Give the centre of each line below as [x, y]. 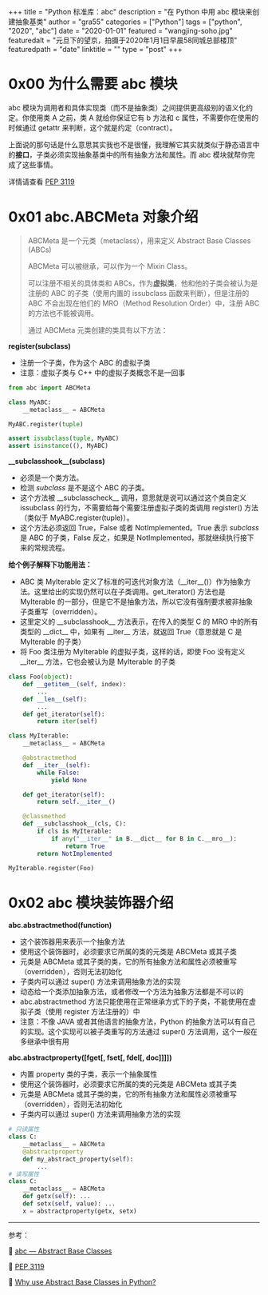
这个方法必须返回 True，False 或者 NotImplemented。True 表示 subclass [139, 528]
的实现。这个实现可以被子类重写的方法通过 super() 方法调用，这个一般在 [138, 1032]
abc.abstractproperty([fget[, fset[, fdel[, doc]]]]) [90, 1057]
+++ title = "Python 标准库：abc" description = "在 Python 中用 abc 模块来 [130, 12]
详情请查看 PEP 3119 [41, 182]
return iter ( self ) [67, 721]
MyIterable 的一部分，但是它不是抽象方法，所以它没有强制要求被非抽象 [136, 602]
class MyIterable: [39, 736]
